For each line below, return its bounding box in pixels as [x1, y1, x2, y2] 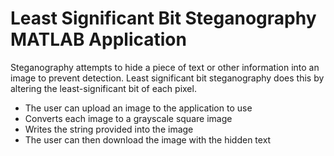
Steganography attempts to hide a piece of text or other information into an [10, 61, 320, 73]
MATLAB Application [10, 28, 187, 51]
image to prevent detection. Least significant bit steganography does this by [10, 72, 325, 84]
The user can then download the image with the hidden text [24, 133, 272, 146]
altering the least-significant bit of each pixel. [10, 82, 197, 94]
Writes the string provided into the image [24, 123, 194, 135]
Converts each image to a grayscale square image [24, 112, 233, 124]
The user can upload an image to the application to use [24, 102, 253, 114]
